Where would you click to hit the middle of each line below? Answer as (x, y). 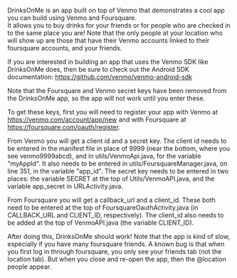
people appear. (30, 267)
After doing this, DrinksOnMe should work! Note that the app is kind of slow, (118, 236)
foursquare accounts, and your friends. (65, 48)
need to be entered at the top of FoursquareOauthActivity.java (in (103, 208)
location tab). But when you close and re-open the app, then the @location (117, 259)
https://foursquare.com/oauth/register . (64, 127)
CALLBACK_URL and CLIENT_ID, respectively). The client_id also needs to (116, 215)
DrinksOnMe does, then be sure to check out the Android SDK (99, 69)
